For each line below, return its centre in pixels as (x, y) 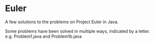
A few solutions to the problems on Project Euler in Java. (62, 22)
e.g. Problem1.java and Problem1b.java (43, 36)
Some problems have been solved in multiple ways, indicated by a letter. (77, 31)
